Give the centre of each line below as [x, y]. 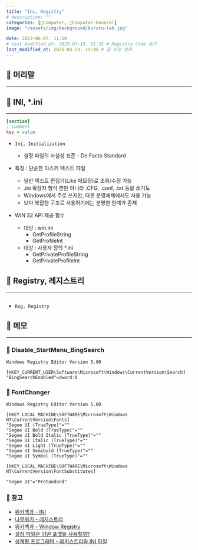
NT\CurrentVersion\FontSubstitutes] [51, 472]
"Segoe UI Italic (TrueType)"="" [47, 441]
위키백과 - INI [30, 512]
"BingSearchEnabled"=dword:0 [42, 378]
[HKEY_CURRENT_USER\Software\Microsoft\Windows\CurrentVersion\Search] [96, 373]
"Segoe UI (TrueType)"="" [38, 425]
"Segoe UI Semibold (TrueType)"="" [50, 451]
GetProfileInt [47, 241]
